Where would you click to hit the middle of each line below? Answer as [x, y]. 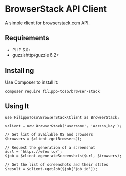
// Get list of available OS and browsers [49, 135]
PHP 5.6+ [22, 50]
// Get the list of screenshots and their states [57, 165]
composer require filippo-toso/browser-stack [52, 91]
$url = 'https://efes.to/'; [34, 152]
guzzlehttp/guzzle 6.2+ [36, 55]
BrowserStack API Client [56, 9]
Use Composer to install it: [32, 82]
